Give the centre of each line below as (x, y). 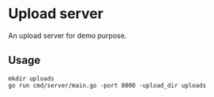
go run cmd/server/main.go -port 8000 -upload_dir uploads (107, 85)
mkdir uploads (32, 78)
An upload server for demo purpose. (68, 35)
